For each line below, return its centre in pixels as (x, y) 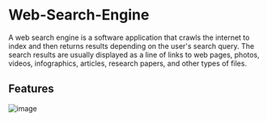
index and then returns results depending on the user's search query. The (131, 45)
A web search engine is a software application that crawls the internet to (129, 37)
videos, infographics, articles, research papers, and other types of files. (128, 63)
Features (31, 89)
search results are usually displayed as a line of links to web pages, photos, (134, 54)
